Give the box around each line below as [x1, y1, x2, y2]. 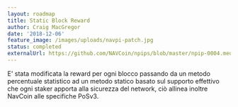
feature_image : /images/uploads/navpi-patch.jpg [7, 37, 154, 44]
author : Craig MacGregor [7, 23, 81, 30]
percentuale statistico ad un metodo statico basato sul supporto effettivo [7, 77, 220, 85]
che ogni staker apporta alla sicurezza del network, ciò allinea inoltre [7, 84, 208, 93]
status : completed [7, 43, 62, 50]
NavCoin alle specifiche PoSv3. [7, 91, 99, 100]
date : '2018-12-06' [7, 30, 65, 38]
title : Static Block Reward [7, 17, 91, 24]
